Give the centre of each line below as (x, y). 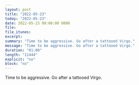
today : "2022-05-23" (26, 18)
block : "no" (17, 64)
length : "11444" (21, 55)
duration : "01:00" (23, 50)
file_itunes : (18, 32)
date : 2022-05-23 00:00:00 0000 (37, 23)
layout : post (18, 9)
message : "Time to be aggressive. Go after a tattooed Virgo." (70, 46)
